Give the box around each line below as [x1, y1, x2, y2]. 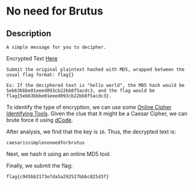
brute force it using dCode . [6, 117, 74, 123]
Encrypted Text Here [6, 55, 58, 62]
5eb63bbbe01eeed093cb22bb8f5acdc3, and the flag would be [6, 88, 155, 94]
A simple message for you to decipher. [6, 44, 107, 50]
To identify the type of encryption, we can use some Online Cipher [6, 104, 172, 111]
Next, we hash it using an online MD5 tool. [6, 150, 112, 158]
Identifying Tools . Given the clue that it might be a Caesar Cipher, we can [6, 110, 188, 117]
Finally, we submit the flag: [6, 162, 73, 169]
